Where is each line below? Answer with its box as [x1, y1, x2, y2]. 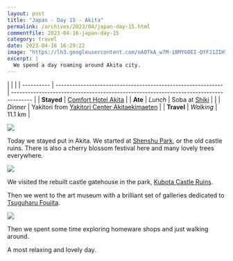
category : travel [7, 36, 58, 43]
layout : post [7, 10, 45, 17]
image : [7, 49, 26, 56]
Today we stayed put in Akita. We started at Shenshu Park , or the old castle [7, 136, 223, 145]
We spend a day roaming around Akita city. [13, 62, 141, 69]
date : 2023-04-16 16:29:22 [7, 42, 85, 49]
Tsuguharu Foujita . [7, 198, 60, 206]
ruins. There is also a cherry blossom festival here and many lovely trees [7, 143, 214, 152]
